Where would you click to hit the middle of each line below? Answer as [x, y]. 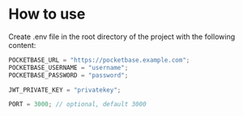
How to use [47, 14]
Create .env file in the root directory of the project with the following [122, 37]
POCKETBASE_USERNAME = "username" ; [68, 67]
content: [22, 45]
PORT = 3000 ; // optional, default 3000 [78, 105]
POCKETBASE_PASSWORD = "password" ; [68, 75]
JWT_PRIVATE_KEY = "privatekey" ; [65, 90]
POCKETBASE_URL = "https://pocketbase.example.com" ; [99, 60]
